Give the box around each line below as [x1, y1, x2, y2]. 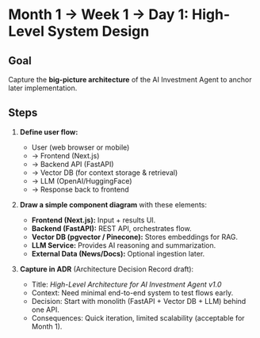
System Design [47, 22, 150, 40]
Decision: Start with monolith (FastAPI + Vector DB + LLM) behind [31, 296, 247, 306]
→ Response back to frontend [31, 184, 129, 194]
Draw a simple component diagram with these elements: [19, 199, 208, 209]
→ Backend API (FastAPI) [31, 159, 114, 169]
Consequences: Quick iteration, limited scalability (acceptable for [31, 313, 245, 322]
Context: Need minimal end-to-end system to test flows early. [31, 287, 234, 298]
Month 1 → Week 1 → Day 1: [8, 6, 189, 24]
